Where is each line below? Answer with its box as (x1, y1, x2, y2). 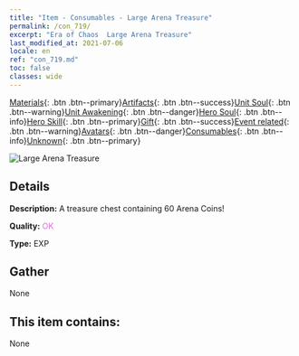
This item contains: (9, 314, 121, 330)
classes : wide (9, 72, 63, 81)
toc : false (9, 64, 51, 73)
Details (9, 179, 50, 194)
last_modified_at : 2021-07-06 (9, 38, 124, 48)
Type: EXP (9, 238, 50, 248)
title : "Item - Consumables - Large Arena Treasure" (9, 13, 213, 23)
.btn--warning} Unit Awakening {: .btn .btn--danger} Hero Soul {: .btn (9, 106, 259, 117)
